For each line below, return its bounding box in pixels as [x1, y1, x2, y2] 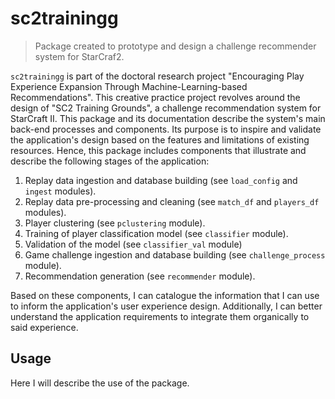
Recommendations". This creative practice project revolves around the [10, 91, 301, 103]
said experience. [10, 321, 79, 333]
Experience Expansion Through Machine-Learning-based [10, 80, 248, 92]
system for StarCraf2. [34, 50, 125, 62]
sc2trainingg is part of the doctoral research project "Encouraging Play [10, 70, 305, 82]
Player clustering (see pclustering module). [24, 217, 206, 229]
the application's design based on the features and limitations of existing [10, 133, 310, 146]
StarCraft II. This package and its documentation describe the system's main [10, 112, 326, 124]
